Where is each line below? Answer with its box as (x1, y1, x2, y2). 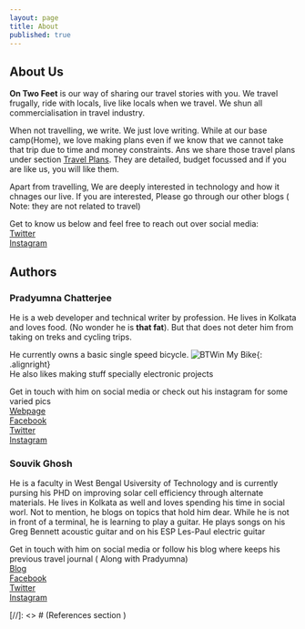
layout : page (9, 13, 59, 23)
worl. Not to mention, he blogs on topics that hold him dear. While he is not (9, 507, 290, 518)
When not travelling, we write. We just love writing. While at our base (9, 125, 268, 137)
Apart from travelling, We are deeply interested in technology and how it (9, 181, 280, 192)
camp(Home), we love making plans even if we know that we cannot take (9, 135, 284, 146)
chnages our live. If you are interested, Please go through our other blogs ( (9, 191, 290, 202)
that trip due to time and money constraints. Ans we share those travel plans (9, 145, 296, 156)
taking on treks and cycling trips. (9, 331, 132, 342)
